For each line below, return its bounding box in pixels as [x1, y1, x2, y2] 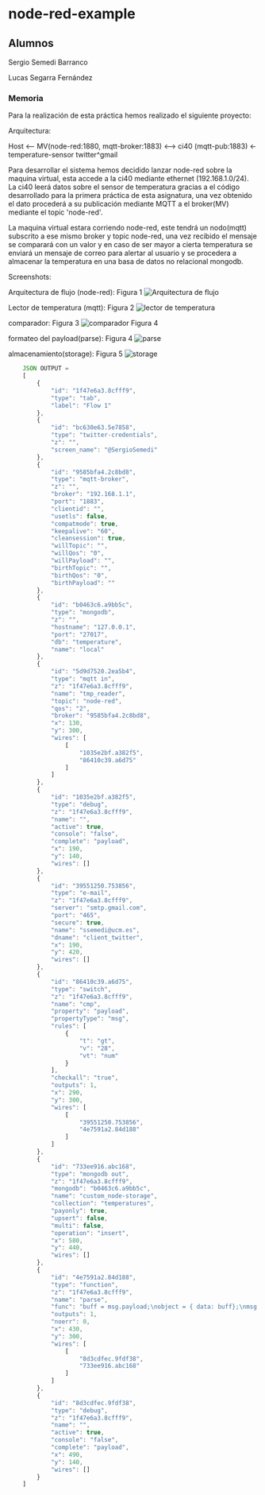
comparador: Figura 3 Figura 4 [8, 319, 159, 328]
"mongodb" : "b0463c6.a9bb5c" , [50, 1185, 151, 1193]
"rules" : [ [50, 1022, 87, 1030]
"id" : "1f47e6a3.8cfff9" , [50, 386, 136, 394]
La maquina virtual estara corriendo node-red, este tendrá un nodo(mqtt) [8, 223, 248, 233]
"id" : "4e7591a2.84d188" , [50, 1273, 136, 1281]
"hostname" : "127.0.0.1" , [50, 623, 136, 631]
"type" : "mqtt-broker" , [50, 475, 129, 483]
